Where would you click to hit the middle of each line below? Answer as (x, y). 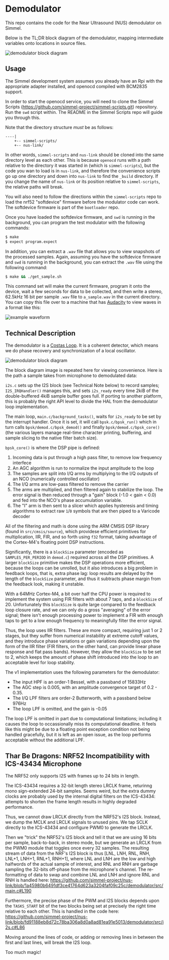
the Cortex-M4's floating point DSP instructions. (55, 542)
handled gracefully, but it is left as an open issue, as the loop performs (78, 735)
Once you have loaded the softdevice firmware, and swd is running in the (80, 217)
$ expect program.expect (31, 242)
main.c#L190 (18, 891)
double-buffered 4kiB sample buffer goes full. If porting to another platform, (84, 396)
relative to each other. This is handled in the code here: (62, 911)
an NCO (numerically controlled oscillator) (56, 479)
